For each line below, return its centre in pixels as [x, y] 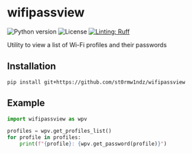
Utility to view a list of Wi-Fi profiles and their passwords [87, 44]
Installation [32, 66]
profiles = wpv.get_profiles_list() [59, 131]
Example [26, 103]
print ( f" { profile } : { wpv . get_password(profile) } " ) [93, 144]
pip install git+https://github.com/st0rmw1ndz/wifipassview [96, 82]
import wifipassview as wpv [47, 119]
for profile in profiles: [44, 138]
